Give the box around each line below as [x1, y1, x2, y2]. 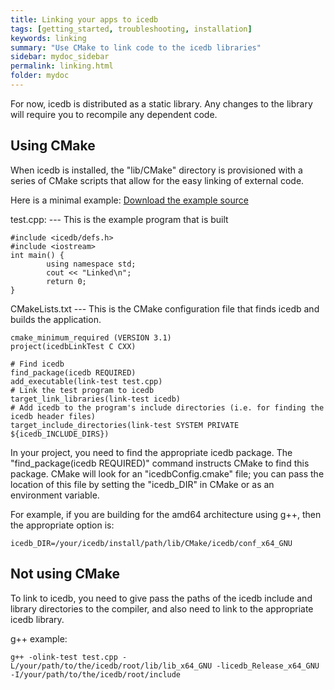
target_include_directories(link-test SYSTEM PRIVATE [10, 420, 240, 430]
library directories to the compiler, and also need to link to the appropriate [10, 602, 314, 615]
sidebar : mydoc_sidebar [10, 52, 110, 62]
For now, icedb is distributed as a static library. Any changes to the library [10, 97, 313, 110]
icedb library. [10, 613, 65, 625]
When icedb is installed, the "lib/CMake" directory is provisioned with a [10, 164, 303, 176]
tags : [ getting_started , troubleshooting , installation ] [10, 24, 253, 34]
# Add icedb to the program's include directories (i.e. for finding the [10, 402, 325, 413]
